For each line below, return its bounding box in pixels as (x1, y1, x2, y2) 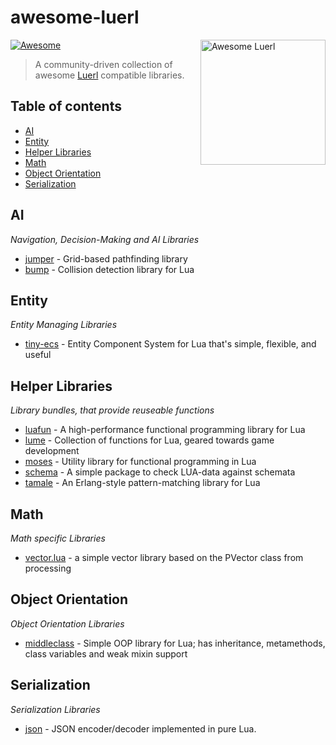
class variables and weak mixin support (24, 647, 188, 660)
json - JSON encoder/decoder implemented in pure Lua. (24, 722, 257, 735)
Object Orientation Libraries (10, 617, 125, 630)
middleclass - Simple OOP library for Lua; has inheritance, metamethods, (24, 637, 326, 649)
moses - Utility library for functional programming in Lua (24, 456, 257, 468)
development (24, 445, 80, 457)
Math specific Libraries (10, 532, 106, 544)
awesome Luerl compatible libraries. (34, 69, 185, 81)
